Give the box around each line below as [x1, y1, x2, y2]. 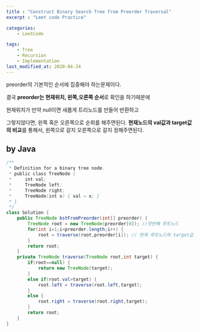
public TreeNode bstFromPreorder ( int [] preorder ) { [17, 216, 148, 222]
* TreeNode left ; [8, 182, 62, 188]
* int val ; [8, 177, 46, 183]
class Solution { [6, 210, 49, 216]
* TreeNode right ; [8, 187, 65, 193]
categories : [6, 25, 36, 31]
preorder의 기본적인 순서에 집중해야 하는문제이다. [6, 81, 121, 88]
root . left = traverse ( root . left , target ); [37, 282, 143, 288]
